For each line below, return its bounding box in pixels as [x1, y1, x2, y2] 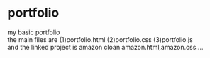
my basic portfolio [7, 28, 60, 36]
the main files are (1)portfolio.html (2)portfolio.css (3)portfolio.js [7, 35, 193, 43]
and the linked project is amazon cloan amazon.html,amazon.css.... [7, 43, 204, 51]
